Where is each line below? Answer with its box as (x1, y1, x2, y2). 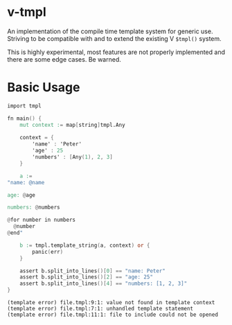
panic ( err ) (32, 248, 64, 255)
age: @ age (7, 191, 36, 198)
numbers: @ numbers (7, 204, 60, 211)
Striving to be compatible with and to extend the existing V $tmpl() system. (7, 34, 222, 42)
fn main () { (7, 115, 42, 122)
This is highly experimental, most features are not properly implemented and (7, 48, 225, 56)
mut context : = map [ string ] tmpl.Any (19, 121, 126, 128)
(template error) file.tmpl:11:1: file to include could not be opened (7, 311, 218, 318)
